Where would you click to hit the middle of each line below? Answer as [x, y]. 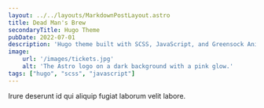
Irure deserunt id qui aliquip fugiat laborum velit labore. [97, 95]
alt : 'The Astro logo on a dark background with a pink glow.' [128, 67]
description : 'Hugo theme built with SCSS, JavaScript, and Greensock [126, 45]
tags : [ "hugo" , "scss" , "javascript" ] [71, 74]
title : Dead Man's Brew [47, 23]
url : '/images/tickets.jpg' [68, 59]
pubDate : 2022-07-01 [42, 37]
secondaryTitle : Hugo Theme [54, 30]
